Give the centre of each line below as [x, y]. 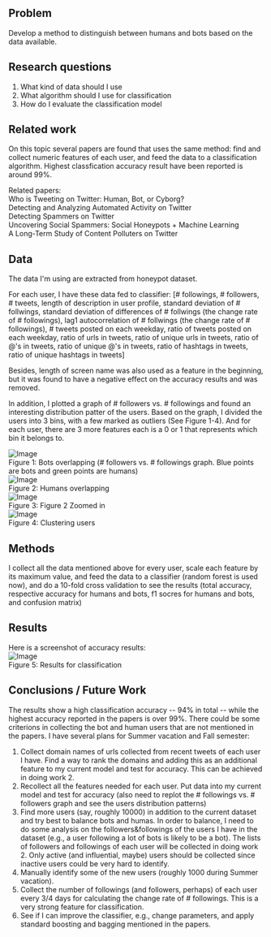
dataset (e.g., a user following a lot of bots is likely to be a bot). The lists [140, 838]
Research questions [60, 67]
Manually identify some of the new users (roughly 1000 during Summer [139, 872]
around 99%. [30, 175]
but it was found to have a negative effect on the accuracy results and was [133, 379]
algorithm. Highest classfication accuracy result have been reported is [126, 166]
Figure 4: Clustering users [52, 523]
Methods [32, 548]
